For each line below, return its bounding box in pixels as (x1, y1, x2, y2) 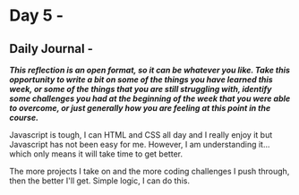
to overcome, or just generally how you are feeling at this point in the (9, 103, 271, 113)
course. (9, 113, 39, 123)
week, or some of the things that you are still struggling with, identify (9, 84, 272, 94)
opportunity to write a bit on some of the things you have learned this (9, 74, 273, 85)
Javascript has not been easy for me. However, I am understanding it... (9, 140, 270, 149)
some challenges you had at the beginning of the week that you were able (9, 93, 291, 104)
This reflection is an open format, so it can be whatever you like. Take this (9, 64, 291, 75)
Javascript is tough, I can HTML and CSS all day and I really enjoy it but (9, 130, 273, 140)
